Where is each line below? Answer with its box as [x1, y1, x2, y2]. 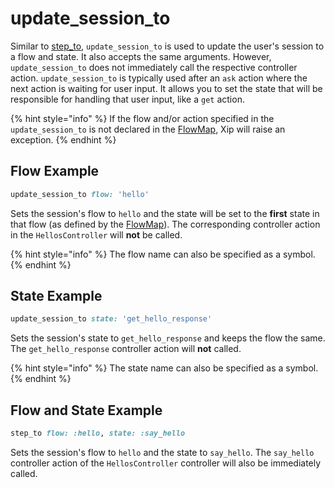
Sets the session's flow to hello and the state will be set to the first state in [10, 207, 320, 219]
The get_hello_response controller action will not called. [10, 343, 242, 355]
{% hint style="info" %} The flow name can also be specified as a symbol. [10, 248, 316, 260]
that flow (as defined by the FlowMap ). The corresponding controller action [10, 218, 321, 230]
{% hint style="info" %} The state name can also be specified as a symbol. [10, 362, 319, 374]
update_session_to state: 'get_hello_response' [10, 314, 213, 324]
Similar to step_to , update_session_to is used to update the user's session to [10, 40, 325, 52]
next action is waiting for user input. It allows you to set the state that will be [10, 82, 323, 94]
